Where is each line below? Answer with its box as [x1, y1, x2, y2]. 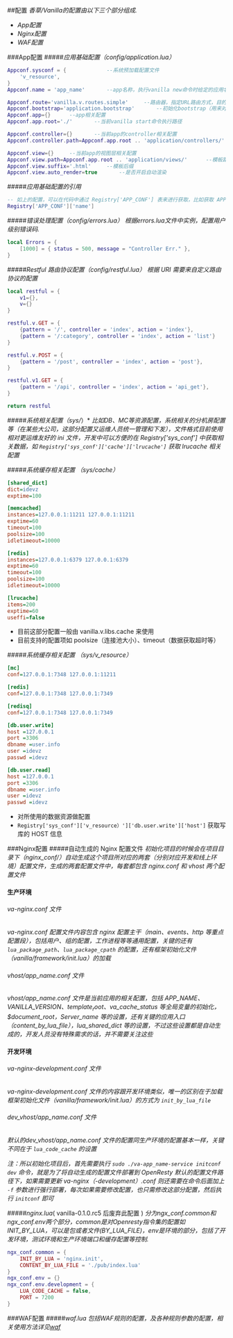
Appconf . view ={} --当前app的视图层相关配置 [7, 149, 137, 156]
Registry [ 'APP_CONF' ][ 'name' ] [7, 203, 95, 210]
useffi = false [7, 614, 45, 621]
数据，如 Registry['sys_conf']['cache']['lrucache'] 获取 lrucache [12, 442, 208, 450]
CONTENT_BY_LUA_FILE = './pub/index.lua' [19, 1262, 141, 1268]
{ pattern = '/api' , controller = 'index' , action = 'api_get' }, [19, 384, 209, 391]
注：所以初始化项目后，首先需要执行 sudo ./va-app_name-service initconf [7, 1159, 221, 1168]
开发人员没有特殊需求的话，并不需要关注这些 [25, 1029, 153, 1038]
